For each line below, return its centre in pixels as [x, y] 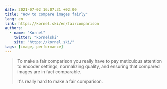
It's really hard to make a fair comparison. [60, 81]
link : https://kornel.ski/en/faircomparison [52, 24]
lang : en [14, 19]
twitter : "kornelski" [36, 38]
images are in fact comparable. [49, 71]
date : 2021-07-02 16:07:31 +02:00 [41, 10]
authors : [14, 28]
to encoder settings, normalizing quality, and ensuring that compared [88, 66]
